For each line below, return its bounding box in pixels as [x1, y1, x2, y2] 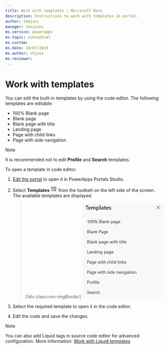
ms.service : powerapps [5, 29, 53, 35]
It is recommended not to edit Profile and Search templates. [5, 157, 130, 163]
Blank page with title [12, 121, 55, 127]
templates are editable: [5, 101, 53, 107]
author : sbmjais [5, 19, 39, 24]
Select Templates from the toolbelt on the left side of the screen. [12, 187, 155, 193]
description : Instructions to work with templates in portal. [5, 13, 139, 19]
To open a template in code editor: [5, 167, 77, 173]
